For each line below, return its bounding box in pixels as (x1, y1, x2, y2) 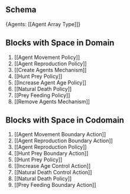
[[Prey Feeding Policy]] (14, 92, 70, 99)
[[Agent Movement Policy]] (14, 54, 80, 61)
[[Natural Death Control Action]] (14, 169, 92, 176)
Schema (5, 5, 37, 15)
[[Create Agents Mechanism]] (14, 66, 87, 73)
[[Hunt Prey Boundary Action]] (14, 150, 89, 157)
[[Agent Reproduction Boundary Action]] (14, 137, 113, 145)
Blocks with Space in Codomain (5, 115, 125, 126)
